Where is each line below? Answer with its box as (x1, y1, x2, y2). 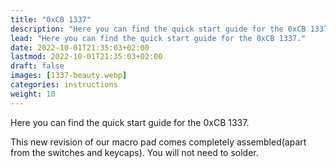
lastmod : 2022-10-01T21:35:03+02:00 (10, 52, 163, 62)
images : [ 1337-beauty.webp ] (10, 71, 128, 81)
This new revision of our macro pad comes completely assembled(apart (10, 136, 307, 148)
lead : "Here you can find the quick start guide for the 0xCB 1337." (10, 33, 307, 43)
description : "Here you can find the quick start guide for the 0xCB (10, 24, 307, 34)
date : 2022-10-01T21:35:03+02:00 (10, 42, 150, 53)
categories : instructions (10, 80, 118, 90)
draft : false (10, 61, 65, 71)
